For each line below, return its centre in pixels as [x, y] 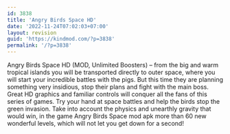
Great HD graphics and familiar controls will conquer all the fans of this [107, 94]
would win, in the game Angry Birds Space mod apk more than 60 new [107, 116]
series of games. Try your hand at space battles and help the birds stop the [114, 101]
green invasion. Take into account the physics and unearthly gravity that [109, 109]
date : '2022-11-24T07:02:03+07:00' [58, 26]
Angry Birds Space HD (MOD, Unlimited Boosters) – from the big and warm [113, 65]
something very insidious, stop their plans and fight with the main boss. [108, 87]
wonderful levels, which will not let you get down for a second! [95, 123]
